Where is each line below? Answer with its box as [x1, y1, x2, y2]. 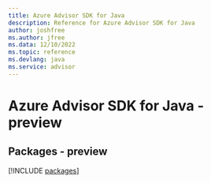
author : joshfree [8, 26, 65, 34]
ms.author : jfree [8, 33, 65, 42]
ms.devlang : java [8, 56, 65, 64]
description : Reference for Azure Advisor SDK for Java [8, 19, 195, 27]
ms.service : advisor [8, 63, 76, 71]
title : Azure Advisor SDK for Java [8, 11, 125, 20]
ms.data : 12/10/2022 [8, 41, 76, 49]
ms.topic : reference [8, 48, 76, 56]
